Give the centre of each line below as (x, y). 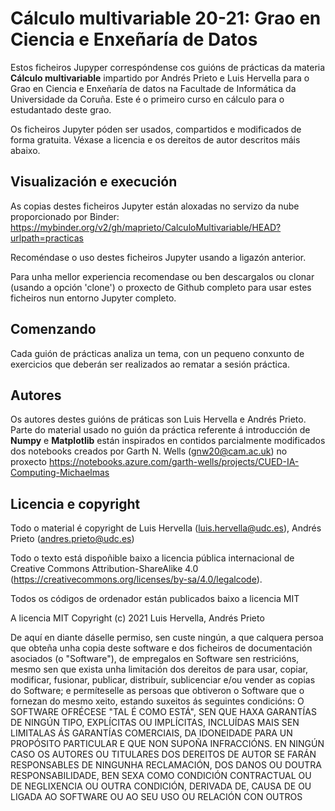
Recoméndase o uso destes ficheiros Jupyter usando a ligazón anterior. (158, 257)
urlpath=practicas (47, 238)
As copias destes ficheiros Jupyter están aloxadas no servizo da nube (155, 206)
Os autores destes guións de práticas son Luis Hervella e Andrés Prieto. (158, 419)
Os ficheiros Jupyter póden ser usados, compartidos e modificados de (156, 129)
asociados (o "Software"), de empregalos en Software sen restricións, (155, 659)
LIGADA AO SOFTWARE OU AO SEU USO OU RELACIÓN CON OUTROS (156, 797)
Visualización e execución (94, 182)
